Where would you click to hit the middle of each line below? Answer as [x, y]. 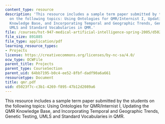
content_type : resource [29, 10]
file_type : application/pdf [34, 41]
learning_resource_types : [31, 46]
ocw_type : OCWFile [24, 60]
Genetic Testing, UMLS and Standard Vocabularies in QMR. [65, 116]
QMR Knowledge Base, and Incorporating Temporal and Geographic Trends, [82, 111]
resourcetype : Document [29, 78]
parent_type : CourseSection [34, 69]
